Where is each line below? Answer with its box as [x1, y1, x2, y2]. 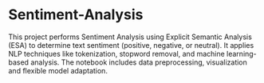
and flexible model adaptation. [8, 65, 108, 75]
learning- [226, 49, 257, 58]
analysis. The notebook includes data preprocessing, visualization [30, 57, 247, 67]
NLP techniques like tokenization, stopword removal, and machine [8, 49, 225, 58]
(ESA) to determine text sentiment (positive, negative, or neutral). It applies [8, 40, 254, 49]
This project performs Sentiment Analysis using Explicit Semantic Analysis [8, 32, 253, 41]
